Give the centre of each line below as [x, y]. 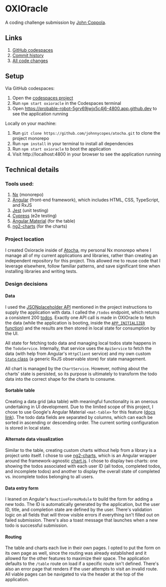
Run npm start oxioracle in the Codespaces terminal [67, 103]
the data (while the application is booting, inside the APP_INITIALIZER [75, 323]
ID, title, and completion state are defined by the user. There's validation [79, 509]
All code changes [30, 61]
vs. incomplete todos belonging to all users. [50, 477]
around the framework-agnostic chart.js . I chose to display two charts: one [81, 461]
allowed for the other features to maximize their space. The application [77, 558]
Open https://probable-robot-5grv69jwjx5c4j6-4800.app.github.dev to [84, 108]
